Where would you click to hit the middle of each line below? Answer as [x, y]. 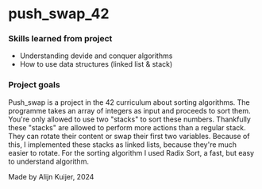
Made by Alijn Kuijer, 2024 [51, 176]
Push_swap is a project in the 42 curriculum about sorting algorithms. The [129, 102]
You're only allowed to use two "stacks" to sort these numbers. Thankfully [130, 119]
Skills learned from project [60, 39]
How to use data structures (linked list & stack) [96, 64]
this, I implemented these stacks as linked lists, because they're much [122, 145]
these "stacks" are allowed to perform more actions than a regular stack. [127, 127]
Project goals [35, 85]
